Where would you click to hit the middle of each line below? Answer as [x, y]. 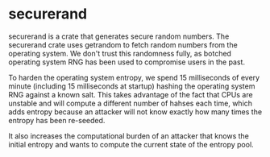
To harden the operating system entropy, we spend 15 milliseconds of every [134, 77]
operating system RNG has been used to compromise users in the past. [127, 62]
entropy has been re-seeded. [57, 120]
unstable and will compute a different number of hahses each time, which [130, 103]
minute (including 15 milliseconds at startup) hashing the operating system [132, 86]
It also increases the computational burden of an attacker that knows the [129, 136]
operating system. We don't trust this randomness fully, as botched [120, 53]
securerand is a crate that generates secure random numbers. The [119, 36]
